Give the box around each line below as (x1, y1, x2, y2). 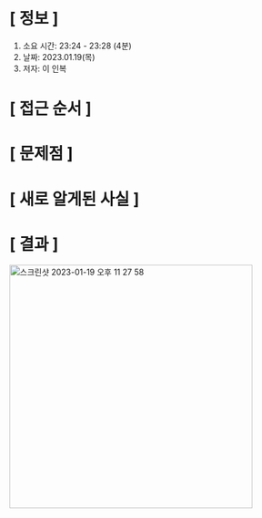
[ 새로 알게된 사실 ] (9, 189, 139, 210)
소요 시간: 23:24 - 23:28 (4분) (22, 40, 132, 51)
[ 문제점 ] (9, 143, 74, 164)
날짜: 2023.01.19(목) (22, 51, 96, 62)
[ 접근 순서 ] (9, 98, 93, 119)
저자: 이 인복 (22, 63, 67, 74)
